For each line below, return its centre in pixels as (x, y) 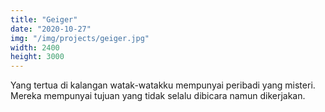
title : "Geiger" (44, 19)
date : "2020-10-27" (51, 29)
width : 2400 (35, 47)
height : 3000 (37, 57)
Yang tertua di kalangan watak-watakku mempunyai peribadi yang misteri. (163, 85)
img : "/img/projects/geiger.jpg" (80, 38)
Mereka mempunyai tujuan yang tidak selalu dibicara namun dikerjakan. (158, 96)
